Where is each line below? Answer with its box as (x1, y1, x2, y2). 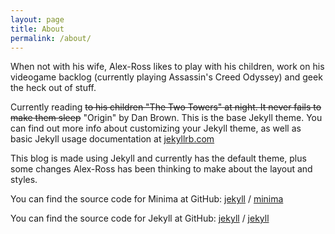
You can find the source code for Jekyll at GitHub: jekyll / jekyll (10, 212, 270, 225)
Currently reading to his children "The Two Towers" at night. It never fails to (10, 101, 322, 113)
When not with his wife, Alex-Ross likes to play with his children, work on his (10, 61, 325, 73)
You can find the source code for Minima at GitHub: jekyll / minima (10, 193, 284, 205)
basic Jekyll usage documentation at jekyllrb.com (10, 133, 215, 145)
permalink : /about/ (10, 33, 92, 43)
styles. (10, 174, 38, 186)
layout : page (10, 14, 65, 25)
